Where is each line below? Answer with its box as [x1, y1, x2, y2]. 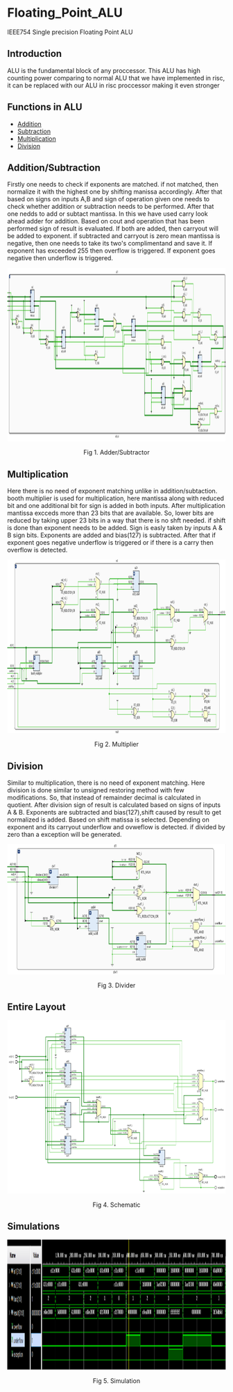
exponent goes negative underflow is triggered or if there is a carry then [7, 538, 214, 547]
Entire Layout [7, 1001, 66, 1013]
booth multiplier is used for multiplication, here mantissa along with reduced [7, 494, 224, 502]
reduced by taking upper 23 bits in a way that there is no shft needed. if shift [7, 516, 226, 525]
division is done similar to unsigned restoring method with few [7, 786, 185, 794]
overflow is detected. [7, 546, 68, 554]
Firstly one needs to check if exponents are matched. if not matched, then [7, 180, 218, 189]
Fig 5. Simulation [92, 1376, 141, 1385]
